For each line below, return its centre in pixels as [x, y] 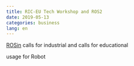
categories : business [33, 23]
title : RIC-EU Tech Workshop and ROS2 [54, 12]
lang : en [17, 28]
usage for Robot [26, 56]
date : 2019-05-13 [28, 17]
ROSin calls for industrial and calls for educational [67, 45]
